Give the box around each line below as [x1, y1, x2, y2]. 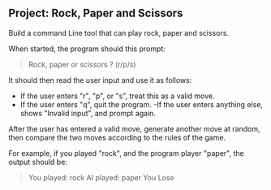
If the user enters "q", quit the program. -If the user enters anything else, [19, 99, 264, 109]
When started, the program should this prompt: [8, 44, 166, 54]
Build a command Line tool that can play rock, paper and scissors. [8, 28, 230, 37]
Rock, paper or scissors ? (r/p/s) [28, 59, 136, 69]
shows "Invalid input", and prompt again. [19, 108, 157, 118]
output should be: [8, 157, 67, 166]
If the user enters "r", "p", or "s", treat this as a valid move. [19, 91, 215, 101]
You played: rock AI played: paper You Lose [28, 172, 174, 182]
